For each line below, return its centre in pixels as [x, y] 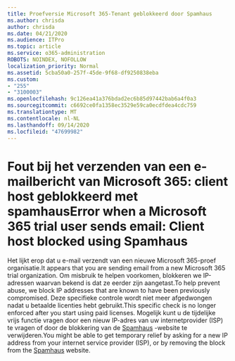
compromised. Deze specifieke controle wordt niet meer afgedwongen [110, 298]
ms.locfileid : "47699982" [45, 132]
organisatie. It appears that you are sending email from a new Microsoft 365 [116, 268]
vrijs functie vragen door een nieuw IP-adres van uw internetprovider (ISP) [115, 320]
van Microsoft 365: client [153, 181]
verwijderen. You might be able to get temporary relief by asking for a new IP [118, 336]
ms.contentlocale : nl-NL [44, 118]
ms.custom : [23, 79]
